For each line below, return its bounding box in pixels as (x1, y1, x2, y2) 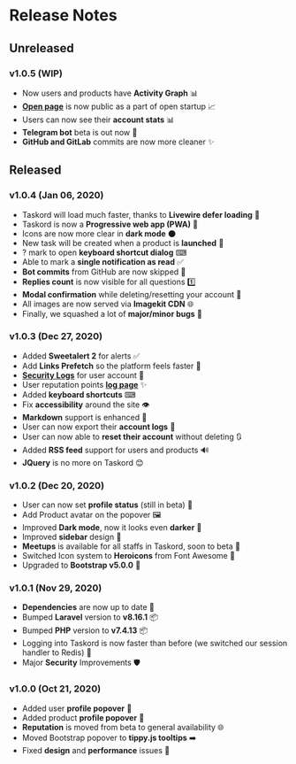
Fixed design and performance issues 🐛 (21, 745, 171, 755)
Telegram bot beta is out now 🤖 (21, 127, 138, 137)
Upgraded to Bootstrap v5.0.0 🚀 (21, 559, 141, 571)
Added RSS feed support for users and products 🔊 (21, 444, 209, 455)
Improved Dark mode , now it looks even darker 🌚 (21, 522, 202, 533)
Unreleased (9, 41, 75, 56)
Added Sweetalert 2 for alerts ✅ (21, 351, 140, 361)
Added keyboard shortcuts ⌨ (21, 389, 136, 399)
